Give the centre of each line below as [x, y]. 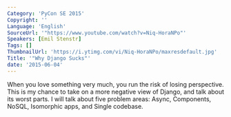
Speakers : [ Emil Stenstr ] [44, 39]
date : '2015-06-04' [35, 65]
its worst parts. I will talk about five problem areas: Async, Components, [109, 99]
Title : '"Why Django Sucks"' [49, 58]
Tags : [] [20, 45]
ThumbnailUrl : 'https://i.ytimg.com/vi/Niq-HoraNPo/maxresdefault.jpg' [112, 52]
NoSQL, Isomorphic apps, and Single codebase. [75, 106]
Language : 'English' [37, 26]
